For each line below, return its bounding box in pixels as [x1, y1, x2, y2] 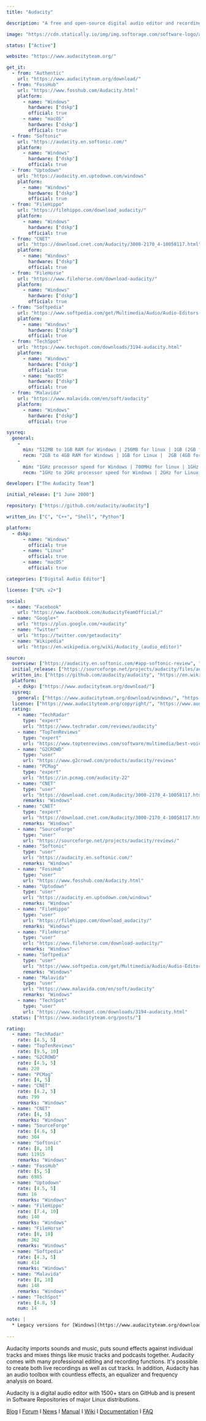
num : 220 [17, 1065, 40, 1072]
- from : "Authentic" [12, 70, 64, 77]
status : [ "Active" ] [6, 42, 56, 49]
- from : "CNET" [12, 236, 51, 242]
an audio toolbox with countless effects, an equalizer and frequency [6, 1371, 178, 1378]
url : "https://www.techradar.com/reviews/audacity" [22, 723, 158, 730]
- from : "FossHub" [12, 81, 59, 88]
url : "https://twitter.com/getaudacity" [17, 632, 122, 639]
